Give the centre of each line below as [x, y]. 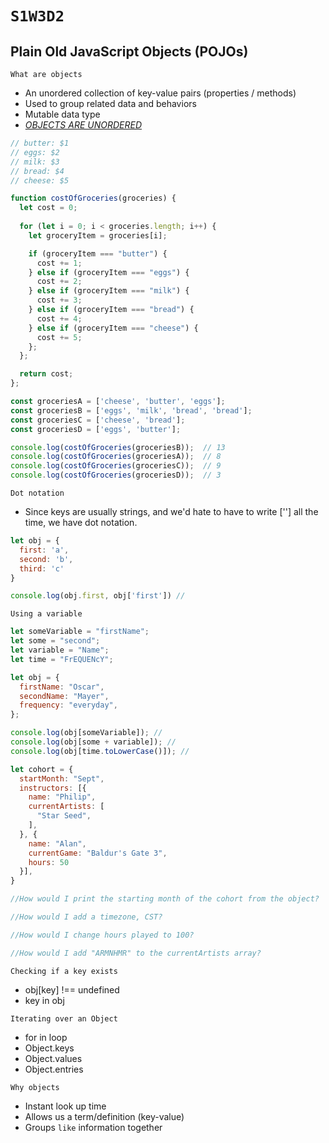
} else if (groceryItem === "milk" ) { [109, 291]
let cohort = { [42, 769]
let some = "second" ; [55, 641]
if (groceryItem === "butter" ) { [98, 253]
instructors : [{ [53, 788]
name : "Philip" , [62, 797]
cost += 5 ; [59, 337]
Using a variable [46, 614]
